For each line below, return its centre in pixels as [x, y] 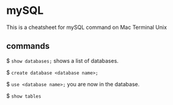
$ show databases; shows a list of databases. [63, 60]
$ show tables [24, 96]
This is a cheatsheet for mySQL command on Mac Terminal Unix [86, 27]
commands [28, 46]
